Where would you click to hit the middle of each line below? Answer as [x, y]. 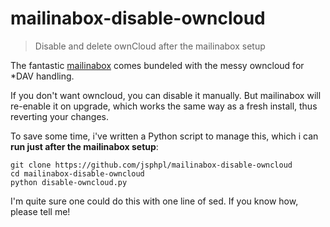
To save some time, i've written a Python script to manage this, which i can [164, 136]
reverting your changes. [59, 116]
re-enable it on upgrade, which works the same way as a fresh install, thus [164, 106]
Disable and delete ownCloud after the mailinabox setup [150, 46]
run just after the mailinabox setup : [84, 146]
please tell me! [40, 211]
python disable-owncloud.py [69, 182]
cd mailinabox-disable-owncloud [77, 173]
